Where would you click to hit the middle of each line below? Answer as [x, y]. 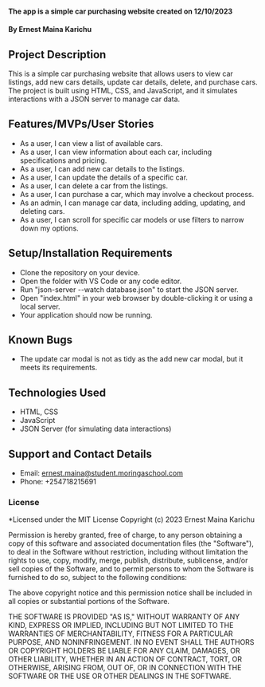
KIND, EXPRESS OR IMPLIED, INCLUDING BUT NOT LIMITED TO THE [121, 626]
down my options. [49, 228]
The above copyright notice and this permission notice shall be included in [130, 593]
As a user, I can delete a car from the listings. [94, 186]
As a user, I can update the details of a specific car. [104, 177]
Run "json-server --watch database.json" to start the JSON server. [129, 289]
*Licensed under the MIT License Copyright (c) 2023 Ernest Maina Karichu [132, 519]
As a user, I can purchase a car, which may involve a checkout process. [137, 194]
